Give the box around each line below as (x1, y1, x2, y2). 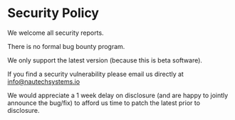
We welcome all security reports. (7, 28, 105, 37)
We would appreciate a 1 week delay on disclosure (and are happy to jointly (7, 91, 229, 99)
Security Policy (7, 5, 100, 21)
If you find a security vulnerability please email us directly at (7, 70, 184, 78)
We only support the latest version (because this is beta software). (7, 55, 203, 65)
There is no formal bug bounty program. (7, 42, 125, 50)
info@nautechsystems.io (7, 77, 80, 86)
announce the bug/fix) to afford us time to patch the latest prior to (7, 98, 201, 107)
